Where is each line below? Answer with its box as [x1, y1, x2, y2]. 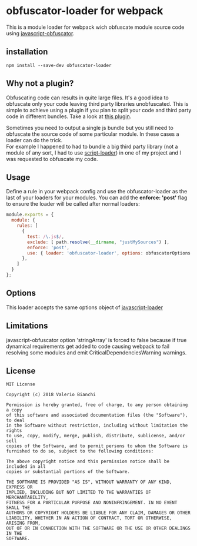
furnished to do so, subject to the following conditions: [6, 448, 154, 454]
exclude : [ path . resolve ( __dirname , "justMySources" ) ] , [27, 239, 169, 245]
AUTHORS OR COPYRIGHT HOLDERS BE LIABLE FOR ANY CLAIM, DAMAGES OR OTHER [6, 510, 191, 516]
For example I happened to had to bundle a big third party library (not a [6, 143, 178, 150]
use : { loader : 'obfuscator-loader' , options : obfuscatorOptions [27, 250, 191, 256]
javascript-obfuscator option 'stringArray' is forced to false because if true [6, 336, 187, 343]
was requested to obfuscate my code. [6, 155, 98, 162]
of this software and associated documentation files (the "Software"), [6, 413, 188, 418]
